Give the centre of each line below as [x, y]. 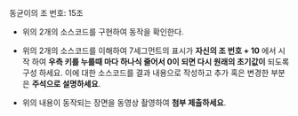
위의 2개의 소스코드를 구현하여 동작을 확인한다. [103, 32]
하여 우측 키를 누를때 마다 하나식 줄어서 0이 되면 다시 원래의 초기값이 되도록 [161, 62]
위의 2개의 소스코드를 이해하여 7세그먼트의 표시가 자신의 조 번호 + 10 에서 [149, 50]
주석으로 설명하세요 [65, 84]
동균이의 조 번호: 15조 [46, 13]
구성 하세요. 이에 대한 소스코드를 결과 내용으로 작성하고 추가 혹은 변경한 [145, 73]
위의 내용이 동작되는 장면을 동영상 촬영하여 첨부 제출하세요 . [124, 103]
